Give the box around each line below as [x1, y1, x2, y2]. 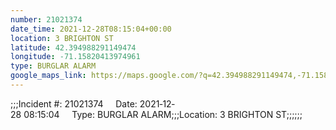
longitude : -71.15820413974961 [10, 52, 141, 62]
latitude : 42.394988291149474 [10, 42, 137, 53]
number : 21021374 [10, 14, 83, 25]
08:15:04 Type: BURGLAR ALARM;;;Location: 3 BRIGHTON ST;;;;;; [23, 108, 303, 120]
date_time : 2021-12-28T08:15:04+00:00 [10, 24, 172, 34]
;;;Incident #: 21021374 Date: [10, 97, 138, 110]
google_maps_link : [10, 71, 87, 81]
